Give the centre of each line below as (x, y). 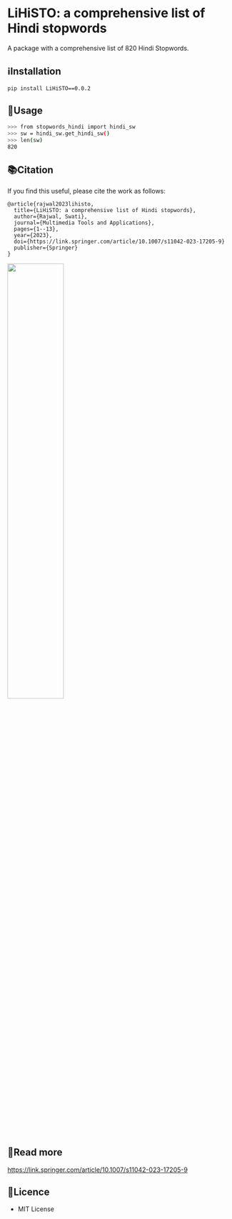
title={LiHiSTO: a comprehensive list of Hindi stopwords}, (105, 210)
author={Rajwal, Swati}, (51, 216)
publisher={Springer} (46, 248)
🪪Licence (29, 1192)
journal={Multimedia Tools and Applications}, (84, 223)
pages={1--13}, (36, 229)
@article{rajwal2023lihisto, (51, 204)
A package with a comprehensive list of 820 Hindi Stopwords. (98, 48)
